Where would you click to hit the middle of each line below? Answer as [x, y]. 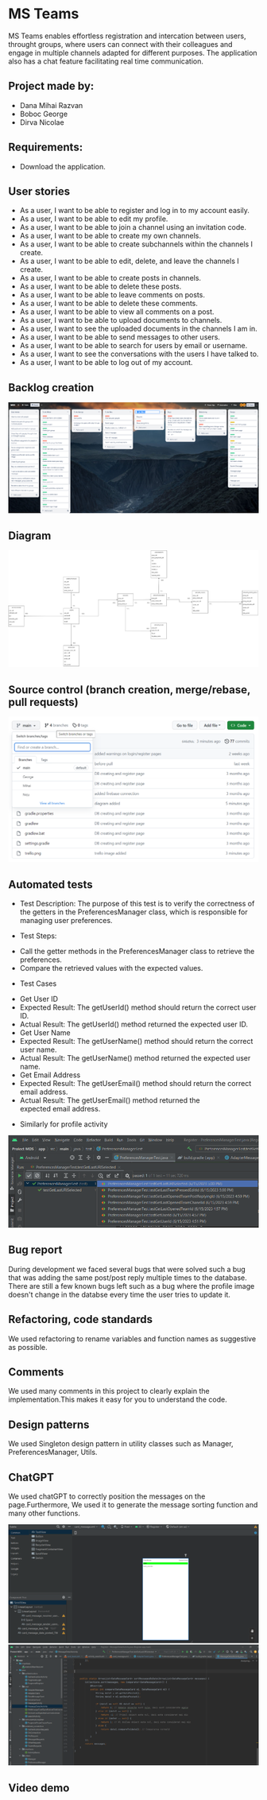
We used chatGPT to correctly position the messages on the [107, 1496]
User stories [39, 191]
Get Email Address [50, 1075]
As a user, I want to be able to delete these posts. [101, 286]
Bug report [35, 1250]
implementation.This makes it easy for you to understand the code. [118, 1399]
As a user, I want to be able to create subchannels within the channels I [136, 244]
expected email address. [60, 1108]
